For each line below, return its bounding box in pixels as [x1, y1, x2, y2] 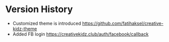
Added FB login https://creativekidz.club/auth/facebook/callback [12, 31, 149, 37]
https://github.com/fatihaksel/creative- [82, 20, 164, 26]
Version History [5, 4, 73, 15]
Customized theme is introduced [12, 20, 81, 26]
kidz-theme [12, 25, 37, 31]
